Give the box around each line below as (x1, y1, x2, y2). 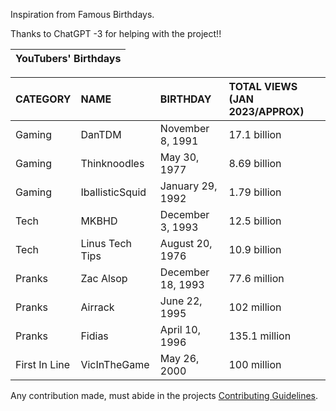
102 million (228, 300, 282, 314)
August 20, (159, 237, 213, 250)
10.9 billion (228, 243, 282, 256)
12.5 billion (228, 214, 282, 228)
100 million (228, 358, 282, 371)
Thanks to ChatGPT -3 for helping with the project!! (10, 28, 222, 39)
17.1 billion (228, 128, 282, 141)
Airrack (80, 300, 115, 314)
